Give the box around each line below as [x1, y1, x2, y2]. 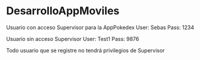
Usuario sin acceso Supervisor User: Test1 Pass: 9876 [6, 35, 139, 42]
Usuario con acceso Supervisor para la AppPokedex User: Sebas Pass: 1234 [6, 24, 195, 31]
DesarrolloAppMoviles [6, 4, 120, 18]
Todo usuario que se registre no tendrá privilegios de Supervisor [6, 46, 165, 54]
